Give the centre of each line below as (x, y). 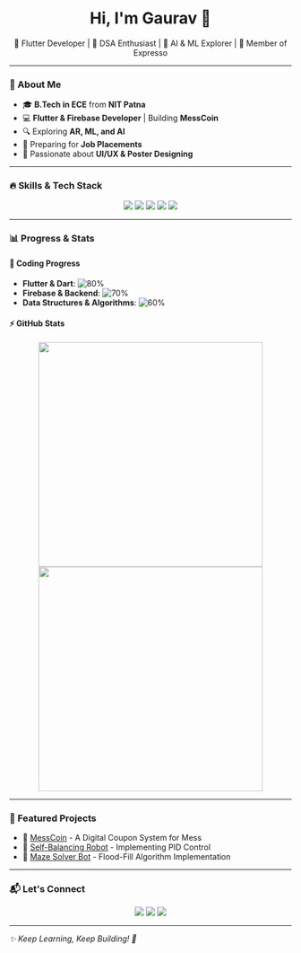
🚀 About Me (35, 84)
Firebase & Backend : (61, 293)
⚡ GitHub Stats (37, 323)
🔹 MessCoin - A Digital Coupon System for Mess (112, 838)
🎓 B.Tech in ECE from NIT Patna (84, 105)
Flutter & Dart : (49, 283)
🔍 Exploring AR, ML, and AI (73, 132)
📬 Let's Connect (47, 889)
